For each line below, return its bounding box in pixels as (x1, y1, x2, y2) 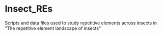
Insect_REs (5, 3, 53, 15)
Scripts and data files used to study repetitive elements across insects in (5, 20, 157, 26)
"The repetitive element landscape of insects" (5, 25, 101, 31)
